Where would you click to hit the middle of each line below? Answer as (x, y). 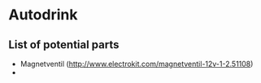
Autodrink (43, 15)
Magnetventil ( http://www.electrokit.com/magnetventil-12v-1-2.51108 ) (137, 64)
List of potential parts (64, 45)
